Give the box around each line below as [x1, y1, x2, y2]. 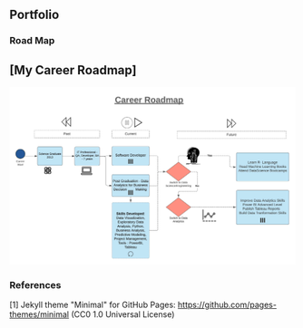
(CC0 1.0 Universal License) [71, 308, 175, 320]
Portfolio [9, 7, 60, 23]
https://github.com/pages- [177, 299, 277, 310]
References [9, 278, 62, 291]
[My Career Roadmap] [9, 63, 137, 78]
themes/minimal [9, 308, 70, 320]
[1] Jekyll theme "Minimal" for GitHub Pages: [9, 299, 176, 310]
